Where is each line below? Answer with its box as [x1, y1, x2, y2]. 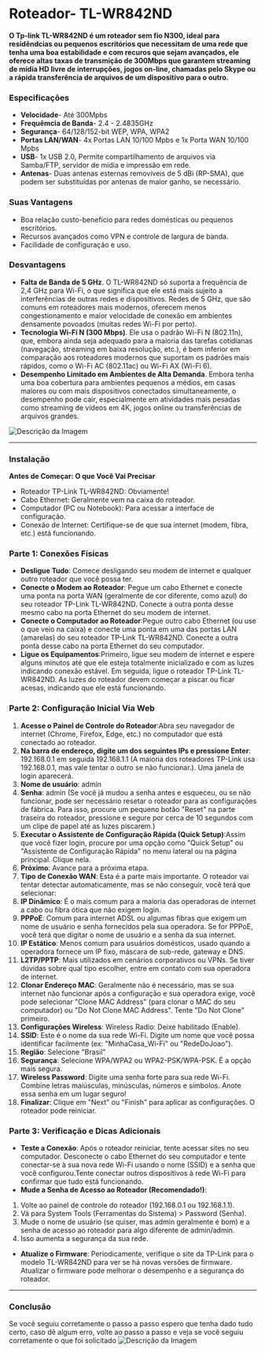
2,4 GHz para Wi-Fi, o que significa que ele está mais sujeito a [20, 285, 223, 295]
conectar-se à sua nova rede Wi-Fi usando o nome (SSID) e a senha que [20, 1160, 256, 1170]
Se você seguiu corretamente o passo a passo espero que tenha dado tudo [9, 1319, 254, 1329]
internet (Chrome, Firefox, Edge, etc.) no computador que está [20, 729, 223, 739]
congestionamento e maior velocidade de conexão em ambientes [20, 310, 233, 320]
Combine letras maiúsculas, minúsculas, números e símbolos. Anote [20, 1081, 242, 1090]
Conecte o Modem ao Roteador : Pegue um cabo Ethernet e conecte [20, 583, 243, 592]
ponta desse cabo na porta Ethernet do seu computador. [20, 641, 204, 651]
